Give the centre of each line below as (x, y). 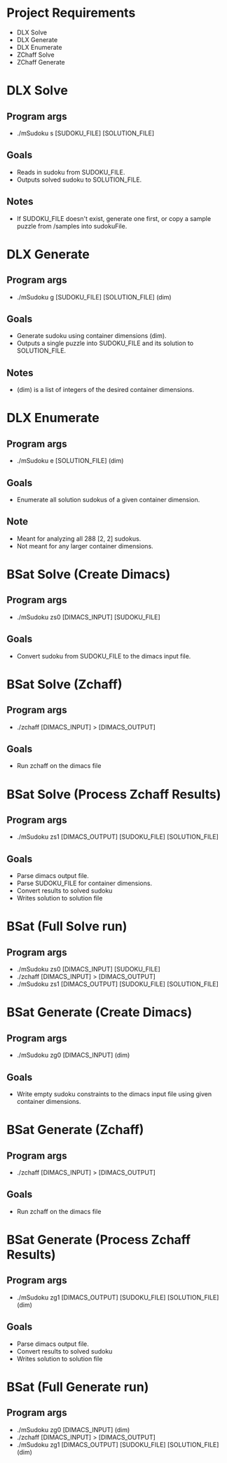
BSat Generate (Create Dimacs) (99, 1012)
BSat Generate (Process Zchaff (98, 1240)
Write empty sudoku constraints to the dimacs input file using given (114, 1094)
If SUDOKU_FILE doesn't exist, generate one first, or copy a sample (114, 218)
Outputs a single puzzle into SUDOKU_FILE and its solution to (105, 343)
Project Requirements (71, 13)
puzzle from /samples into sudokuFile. (72, 226)
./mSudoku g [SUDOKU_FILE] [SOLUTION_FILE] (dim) (94, 297)
